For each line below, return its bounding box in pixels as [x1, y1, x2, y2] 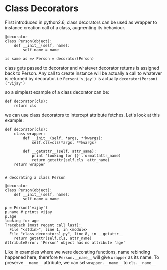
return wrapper [14, 162, 46, 167]
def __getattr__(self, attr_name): [23, 149, 97, 154]
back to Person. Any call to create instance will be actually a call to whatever [5, 70, 162, 76]
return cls [14, 103, 37, 108]
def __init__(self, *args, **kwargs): [23, 135, 103, 141]
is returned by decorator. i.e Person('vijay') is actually [5, 75, 118, 81]
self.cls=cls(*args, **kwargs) [31, 140, 97, 145]
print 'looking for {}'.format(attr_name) [31, 153, 121, 158]
